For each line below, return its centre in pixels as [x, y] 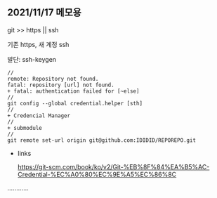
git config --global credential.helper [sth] [75, 103]
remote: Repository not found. [53, 79]
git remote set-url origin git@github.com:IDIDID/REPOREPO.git [102, 140]
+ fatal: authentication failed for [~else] [73, 91]
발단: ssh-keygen [32, 59]
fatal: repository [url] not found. [61, 85]
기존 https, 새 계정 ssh [38, 44]
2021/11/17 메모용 [45, 13]
